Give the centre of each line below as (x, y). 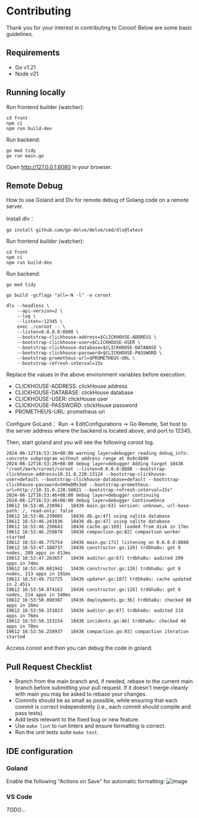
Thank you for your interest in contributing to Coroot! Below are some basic (99, 28)
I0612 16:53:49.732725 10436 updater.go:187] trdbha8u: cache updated (99, 579)
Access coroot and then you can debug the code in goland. (79, 648)
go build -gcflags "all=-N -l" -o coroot (59, 295)
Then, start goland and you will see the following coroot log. (80, 442)
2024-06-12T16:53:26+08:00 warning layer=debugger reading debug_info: (97, 454)
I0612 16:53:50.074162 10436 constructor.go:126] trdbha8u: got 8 (94, 590)
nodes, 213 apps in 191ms (38, 574)
